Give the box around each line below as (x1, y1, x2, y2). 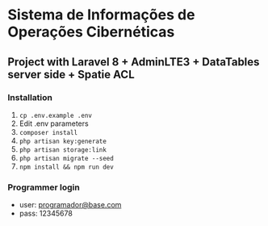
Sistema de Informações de (7, 6, 195, 24)
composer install (19, 128, 78, 136)
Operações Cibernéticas (7, 23, 175, 41)
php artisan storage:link (19, 145, 107, 154)
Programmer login (7, 182, 80, 193)
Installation (7, 91, 53, 103)
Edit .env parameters (19, 119, 90, 128)
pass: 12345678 (19, 208, 73, 219)
